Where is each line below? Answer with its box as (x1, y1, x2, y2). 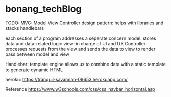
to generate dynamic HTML (5, 67, 63, 73)
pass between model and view (5, 51, 70, 57)
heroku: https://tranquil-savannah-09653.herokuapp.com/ (5, 76, 128, 82)
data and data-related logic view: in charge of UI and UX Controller (5, 40, 146, 46)
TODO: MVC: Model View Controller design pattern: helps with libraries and (5, 20, 164, 26)
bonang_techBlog (5, 3, 82, 15)
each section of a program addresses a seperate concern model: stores (5, 35, 157, 41)
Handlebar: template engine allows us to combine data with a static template (5, 61, 166, 67)
